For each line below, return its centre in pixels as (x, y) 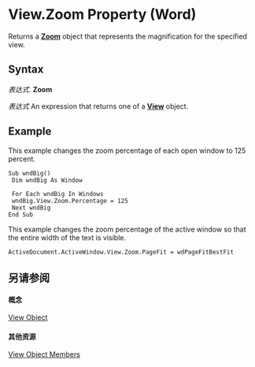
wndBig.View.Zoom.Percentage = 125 (70, 201)
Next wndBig (31, 208)
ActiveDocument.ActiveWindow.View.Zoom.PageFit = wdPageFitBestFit (121, 252)
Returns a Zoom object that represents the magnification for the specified (128, 36)
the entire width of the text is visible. (67, 237)
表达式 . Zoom (30, 89)
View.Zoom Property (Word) (102, 15)
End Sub (21, 214)
